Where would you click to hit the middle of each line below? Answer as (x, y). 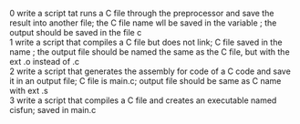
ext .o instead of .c (45, 62)
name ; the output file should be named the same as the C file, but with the (150, 52)
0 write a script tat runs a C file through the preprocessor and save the (142, 13)
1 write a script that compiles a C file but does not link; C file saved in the (146, 42)
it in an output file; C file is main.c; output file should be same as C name (145, 81)
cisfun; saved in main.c (53, 110)
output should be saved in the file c (76, 32)
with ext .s (29, 91)
